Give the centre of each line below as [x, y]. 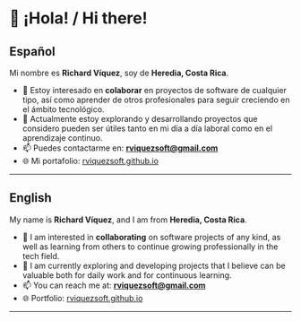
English [30, 198]
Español [32, 52]
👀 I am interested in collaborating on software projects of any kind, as [151, 237]
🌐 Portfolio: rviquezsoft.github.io [82, 298]
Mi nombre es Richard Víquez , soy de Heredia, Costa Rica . [119, 73]
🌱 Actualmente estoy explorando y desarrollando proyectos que [140, 119]
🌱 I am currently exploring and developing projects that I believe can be [154, 265]
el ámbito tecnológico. [63, 109]
